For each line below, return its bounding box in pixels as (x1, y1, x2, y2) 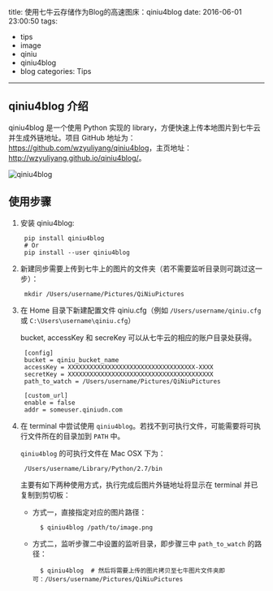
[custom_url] (24, 391, 68, 399)
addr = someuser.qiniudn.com (24, 405, 123, 414)
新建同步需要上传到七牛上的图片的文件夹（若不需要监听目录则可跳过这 (19, 263, 256, 274)
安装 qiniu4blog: (19, 218, 75, 227)
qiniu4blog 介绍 (8, 100, 89, 114)
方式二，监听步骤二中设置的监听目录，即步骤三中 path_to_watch (32, 538, 246, 548)
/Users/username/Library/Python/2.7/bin (24, 464, 163, 472)
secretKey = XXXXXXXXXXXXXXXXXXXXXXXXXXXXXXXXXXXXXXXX (24, 370, 214, 378)
